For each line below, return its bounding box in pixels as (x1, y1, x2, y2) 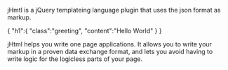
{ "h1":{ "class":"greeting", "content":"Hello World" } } (7, 27, 163, 35)
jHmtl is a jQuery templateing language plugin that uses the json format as (7, 6, 221, 14)
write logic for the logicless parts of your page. (7, 55, 143, 63)
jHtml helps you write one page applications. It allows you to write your (7, 40, 213, 48)
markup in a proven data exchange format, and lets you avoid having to (7, 48, 213, 55)
